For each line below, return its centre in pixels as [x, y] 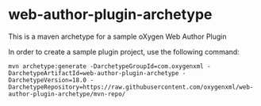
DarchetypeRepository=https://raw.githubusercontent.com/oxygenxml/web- [131, 87]
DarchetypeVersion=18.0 [48, 80]
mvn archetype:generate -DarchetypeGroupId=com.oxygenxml [106, 66]
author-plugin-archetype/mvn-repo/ [67, 94]
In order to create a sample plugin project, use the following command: [124, 51]
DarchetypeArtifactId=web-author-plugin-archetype [94, 73]
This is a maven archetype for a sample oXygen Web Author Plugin [118, 36]
